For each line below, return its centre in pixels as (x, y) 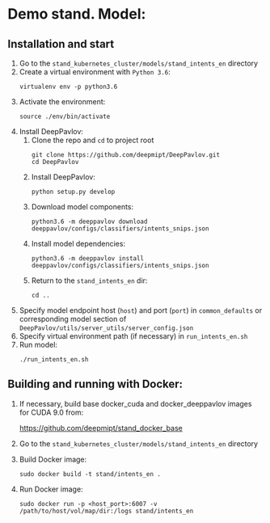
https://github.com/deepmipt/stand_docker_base (101, 428)
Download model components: (82, 207)
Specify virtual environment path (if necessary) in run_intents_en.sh (133, 336)
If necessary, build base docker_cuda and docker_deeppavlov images (135, 403)
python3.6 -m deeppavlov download (89, 221)
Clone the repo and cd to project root (93, 140)
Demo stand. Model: (77, 14)
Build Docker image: (53, 459)
